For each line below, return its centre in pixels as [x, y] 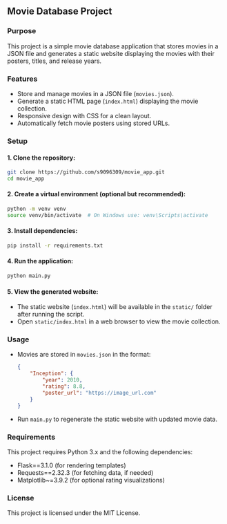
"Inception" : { [52, 374]
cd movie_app [26, 178]
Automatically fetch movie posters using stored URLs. [93, 123]
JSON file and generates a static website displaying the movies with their [111, 53]
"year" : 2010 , [62, 380]
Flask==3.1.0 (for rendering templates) [71, 465]
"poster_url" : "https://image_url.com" [99, 393]
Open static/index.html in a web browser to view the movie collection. [119, 321]
